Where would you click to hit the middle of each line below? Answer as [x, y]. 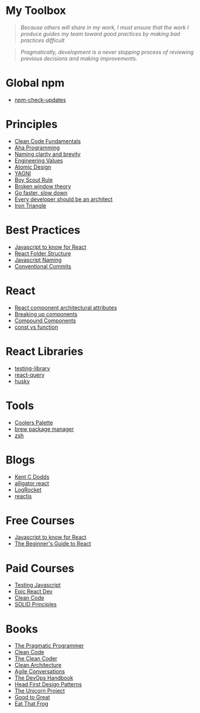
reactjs [23, 496]
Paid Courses [40, 568]
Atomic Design [33, 167]
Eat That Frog [32, 704]
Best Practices [43, 230]
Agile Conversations [39, 672]
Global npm [35, 83]
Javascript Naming [38, 260]
